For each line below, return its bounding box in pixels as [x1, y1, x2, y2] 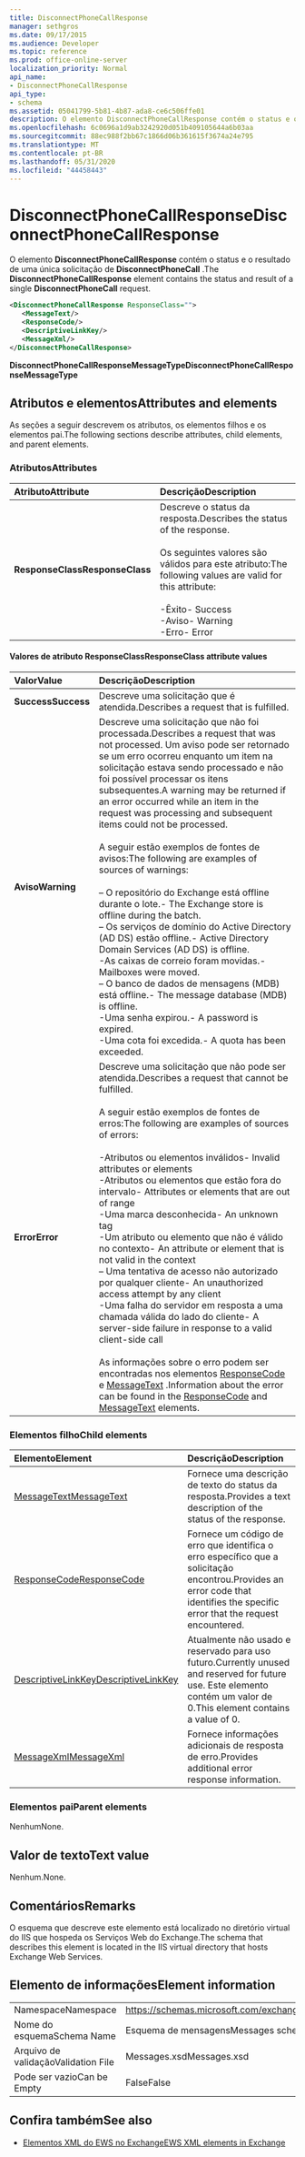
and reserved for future [187, 1668, 287, 1680]
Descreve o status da [160, 500, 251, 513]
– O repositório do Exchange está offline [98, 886, 270, 899]
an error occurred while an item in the [98, 795, 260, 808]
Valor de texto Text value [9, 1848, 150, 1863]
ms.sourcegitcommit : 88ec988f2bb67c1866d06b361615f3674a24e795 [9, 132, 254, 141]
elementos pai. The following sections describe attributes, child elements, [9, 429, 283, 440]
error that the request [187, 1608, 279, 1620]
